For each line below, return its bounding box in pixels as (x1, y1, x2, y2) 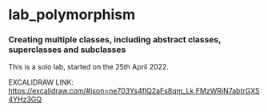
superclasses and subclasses (8, 44, 126, 55)
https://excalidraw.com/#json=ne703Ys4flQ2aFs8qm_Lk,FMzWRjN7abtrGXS (8, 86, 260, 96)
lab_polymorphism (8, 6, 136, 24)
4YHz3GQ (8, 94, 42, 105)
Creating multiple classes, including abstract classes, (8, 34, 222, 46)
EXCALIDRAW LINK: (8, 77, 74, 87)
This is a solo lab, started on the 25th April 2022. (8, 62, 170, 72)
